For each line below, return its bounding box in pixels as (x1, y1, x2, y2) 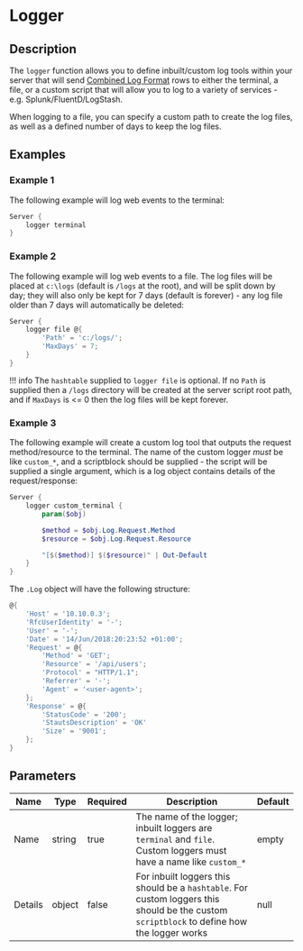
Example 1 (9, 174, 55, 187)
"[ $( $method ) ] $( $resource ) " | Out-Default (41, 551, 207, 560)
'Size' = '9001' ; (41, 727, 106, 736)
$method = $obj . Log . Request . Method (41, 526, 176, 535)
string (51, 833, 77, 846)
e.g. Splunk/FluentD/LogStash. (9, 94, 124, 105)
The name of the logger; (135, 810, 238, 823)
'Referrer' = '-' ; (41, 677, 111, 686)
